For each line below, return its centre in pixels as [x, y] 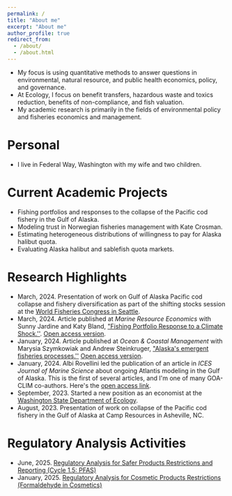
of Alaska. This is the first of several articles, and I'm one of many [111, 378]
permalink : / [26, 14]
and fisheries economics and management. [79, 117]
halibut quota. [37, 241]
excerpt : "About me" [37, 27]
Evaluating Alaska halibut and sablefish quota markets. [96, 249]
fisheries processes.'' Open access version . [80, 356]
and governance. [41, 87]
